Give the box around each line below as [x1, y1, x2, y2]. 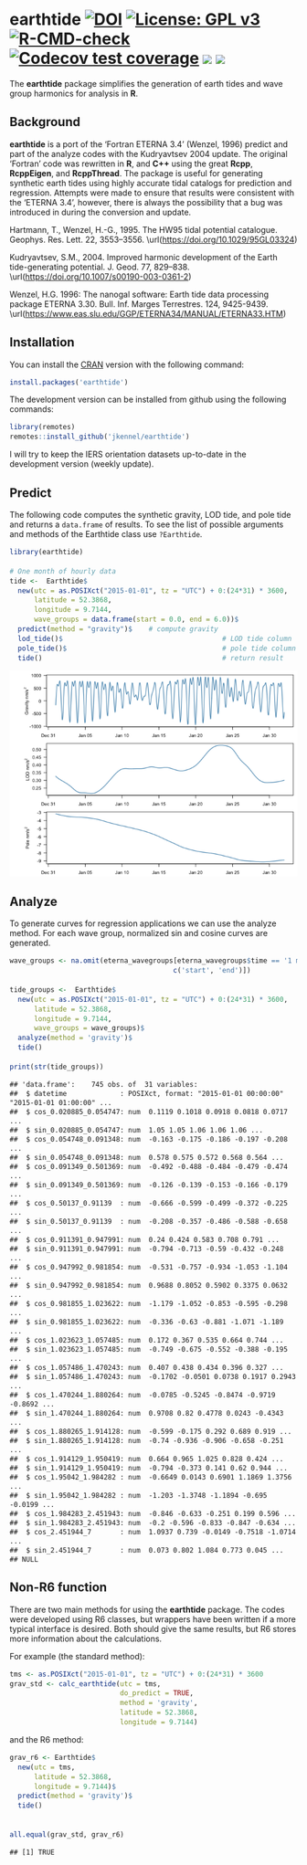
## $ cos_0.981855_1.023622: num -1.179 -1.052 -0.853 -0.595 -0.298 [9, 1299, 288, 1308]
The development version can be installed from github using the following [9, 394, 287, 406]
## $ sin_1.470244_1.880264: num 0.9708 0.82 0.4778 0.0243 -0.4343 [9, 1408, 284, 1417]
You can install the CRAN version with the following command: [9, 359, 245, 370]
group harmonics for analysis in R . [9, 88, 139, 99]
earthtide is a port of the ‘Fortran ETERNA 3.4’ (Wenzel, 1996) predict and [9, 138, 289, 150]
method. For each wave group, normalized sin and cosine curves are [9, 928, 268, 939]
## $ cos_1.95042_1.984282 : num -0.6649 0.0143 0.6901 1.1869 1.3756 [9, 1472, 292, 1481]
